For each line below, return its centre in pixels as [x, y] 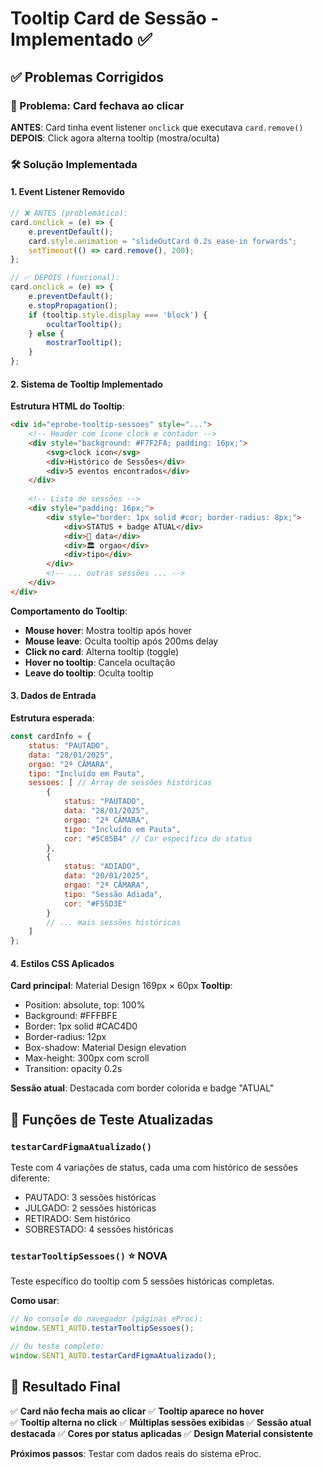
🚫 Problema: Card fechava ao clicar [97, 105]
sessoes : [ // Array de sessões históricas [120, 783]
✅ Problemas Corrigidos [87, 77]
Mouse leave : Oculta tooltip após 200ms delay [121, 641]
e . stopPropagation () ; [73, 305]
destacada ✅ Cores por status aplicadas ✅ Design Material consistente [162, 1433]
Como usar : [35, 1301]
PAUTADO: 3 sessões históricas [90, 1198]
